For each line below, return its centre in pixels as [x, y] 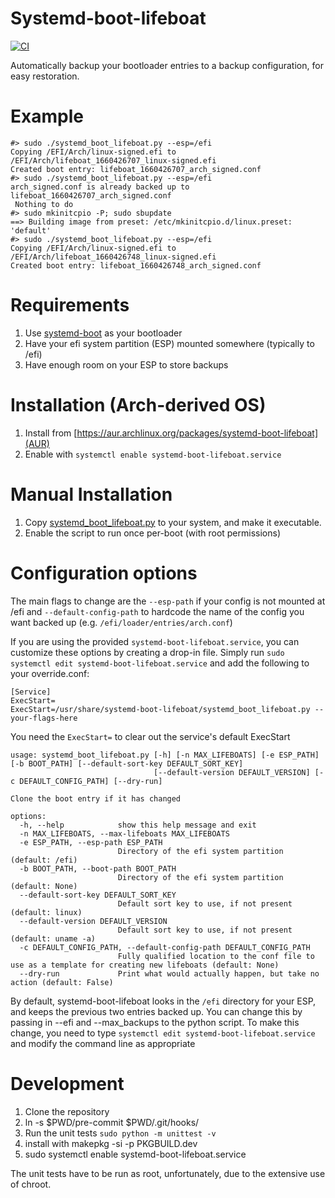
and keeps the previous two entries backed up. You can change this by [156, 1011]
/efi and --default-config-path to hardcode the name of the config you [157, 611]
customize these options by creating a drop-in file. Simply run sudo [147, 652]
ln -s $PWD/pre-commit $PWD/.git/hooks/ [112, 1122]
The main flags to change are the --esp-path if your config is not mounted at [168, 601]
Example [47, 116]
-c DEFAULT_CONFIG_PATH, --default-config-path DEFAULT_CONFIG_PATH [165, 947]
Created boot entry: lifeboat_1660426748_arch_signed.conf [136, 265]
